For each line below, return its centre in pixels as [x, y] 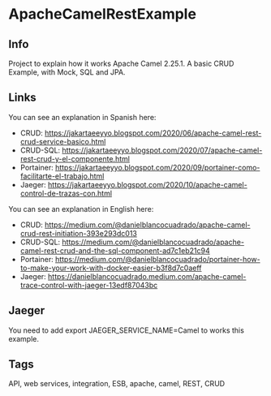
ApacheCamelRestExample [103, 14]
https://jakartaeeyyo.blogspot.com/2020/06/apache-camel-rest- [153, 133]
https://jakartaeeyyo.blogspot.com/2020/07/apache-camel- [162, 150]
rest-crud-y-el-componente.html [75, 158]
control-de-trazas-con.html [66, 193]
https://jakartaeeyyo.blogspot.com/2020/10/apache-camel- [147, 184]
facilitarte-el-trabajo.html [62, 176]
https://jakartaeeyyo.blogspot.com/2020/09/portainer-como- [158, 167]
